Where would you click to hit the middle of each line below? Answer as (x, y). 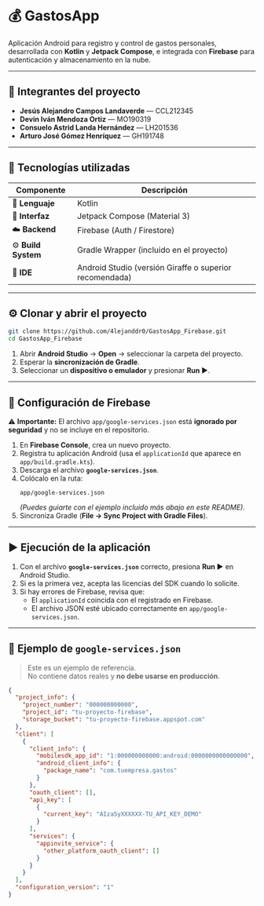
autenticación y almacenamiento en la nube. (80, 60)
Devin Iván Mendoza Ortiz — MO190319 (85, 119)
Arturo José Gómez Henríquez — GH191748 (92, 136)
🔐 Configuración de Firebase (79, 402)
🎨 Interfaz (31, 216)
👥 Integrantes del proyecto (74, 92)
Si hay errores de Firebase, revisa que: (82, 591)
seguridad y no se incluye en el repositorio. (79, 429)
